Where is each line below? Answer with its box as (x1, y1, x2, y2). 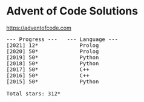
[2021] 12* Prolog (6, 42, 99, 49)
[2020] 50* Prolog (6, 48, 99, 55)
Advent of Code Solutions (6, 4, 138, 18)
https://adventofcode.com (6, 24, 71, 31)
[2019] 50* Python (6, 54, 99, 61)
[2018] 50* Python (6, 60, 99, 67)
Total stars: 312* (6, 90, 61, 97)
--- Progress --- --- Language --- (6, 36, 119, 43)
